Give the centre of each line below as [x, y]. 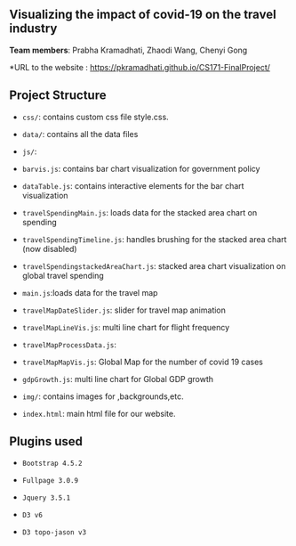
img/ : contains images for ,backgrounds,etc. [103, 396]
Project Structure [58, 96]
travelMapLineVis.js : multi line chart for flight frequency [126, 327]
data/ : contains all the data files [80, 134]
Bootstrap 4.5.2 [52, 464]
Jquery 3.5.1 [46, 498]
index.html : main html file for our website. [99, 413]
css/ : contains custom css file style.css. [95, 117]
